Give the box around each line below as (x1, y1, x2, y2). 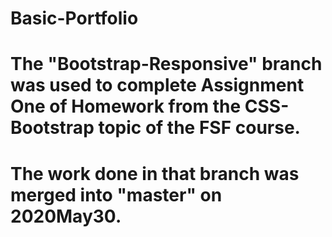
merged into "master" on (10, 183, 223, 206)
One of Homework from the (10, 95, 242, 118)
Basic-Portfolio (10, 7, 139, 30)
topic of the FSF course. (98, 117, 301, 139)
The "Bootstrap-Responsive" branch (10, 53, 323, 76)
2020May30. (10, 205, 122, 227)
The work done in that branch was (10, 162, 300, 185)
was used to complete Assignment (10, 74, 305, 97)
